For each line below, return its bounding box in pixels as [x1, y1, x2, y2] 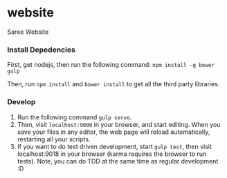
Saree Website [7, 28, 49, 36]
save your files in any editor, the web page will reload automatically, [17, 128, 210, 136]
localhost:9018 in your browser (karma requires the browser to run [17, 150, 207, 158]
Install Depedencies [7, 45, 76, 55]
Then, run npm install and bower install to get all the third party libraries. [7, 80, 220, 88]
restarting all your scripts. [17, 135, 91, 143]
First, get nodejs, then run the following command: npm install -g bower [7, 61, 215, 69]
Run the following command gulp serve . [17, 112, 132, 121]
